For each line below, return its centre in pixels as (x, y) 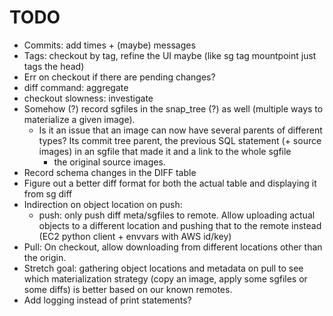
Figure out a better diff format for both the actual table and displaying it (170, 183)
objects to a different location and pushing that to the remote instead (180, 225)
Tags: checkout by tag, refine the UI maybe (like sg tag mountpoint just (170, 55)
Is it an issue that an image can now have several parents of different (180, 130)
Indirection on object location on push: (103, 204)
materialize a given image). (79, 119)
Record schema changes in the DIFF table (110, 172)
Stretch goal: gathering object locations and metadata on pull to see (163, 268)
